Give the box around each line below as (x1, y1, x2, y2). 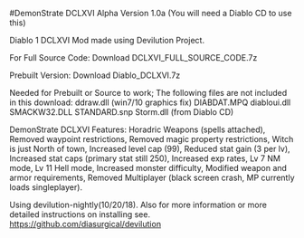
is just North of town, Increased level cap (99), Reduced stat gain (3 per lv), (9, 144, 291, 154)
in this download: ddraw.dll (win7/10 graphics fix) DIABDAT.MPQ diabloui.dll (9, 97, 291, 108)
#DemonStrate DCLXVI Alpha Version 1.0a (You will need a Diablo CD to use (9, 8, 292, 18)
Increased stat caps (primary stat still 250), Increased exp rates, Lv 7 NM (9, 153, 280, 164)
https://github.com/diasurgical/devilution (9, 219, 161, 229)
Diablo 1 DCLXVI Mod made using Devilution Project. (9, 35, 205, 45)
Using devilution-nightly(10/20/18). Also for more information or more (9, 199, 267, 210)
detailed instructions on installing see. (9, 209, 151, 220)
